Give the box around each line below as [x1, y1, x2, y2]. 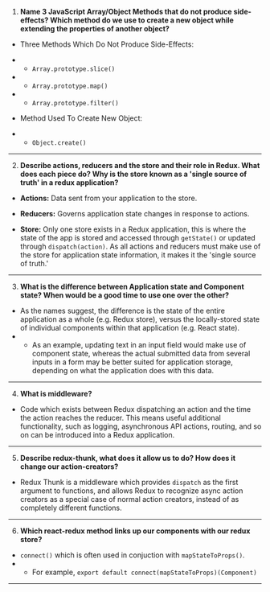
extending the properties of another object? [19, 24, 170, 33]
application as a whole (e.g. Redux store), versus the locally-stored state [19, 314, 260, 324]
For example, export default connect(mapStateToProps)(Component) [31, 567, 257, 577]
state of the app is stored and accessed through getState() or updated [19, 233, 256, 242]
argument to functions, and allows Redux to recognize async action [19, 486, 243, 495]
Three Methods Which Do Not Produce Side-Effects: [19, 39, 194, 49]
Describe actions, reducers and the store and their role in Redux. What [19, 161, 260, 170]
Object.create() [31, 139, 87, 147]
